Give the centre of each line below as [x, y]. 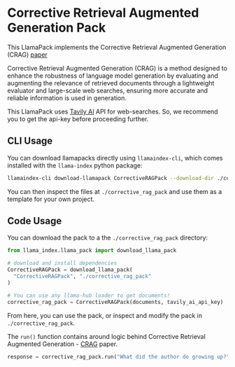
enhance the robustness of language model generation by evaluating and [113, 76]
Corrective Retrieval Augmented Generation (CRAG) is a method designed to [117, 68]
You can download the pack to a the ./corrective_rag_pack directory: [108, 238]
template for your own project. [51, 199]
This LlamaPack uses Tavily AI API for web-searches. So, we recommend [113, 111]
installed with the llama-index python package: [75, 165]
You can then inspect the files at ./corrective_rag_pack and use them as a [115, 191]
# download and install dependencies [62, 263]
